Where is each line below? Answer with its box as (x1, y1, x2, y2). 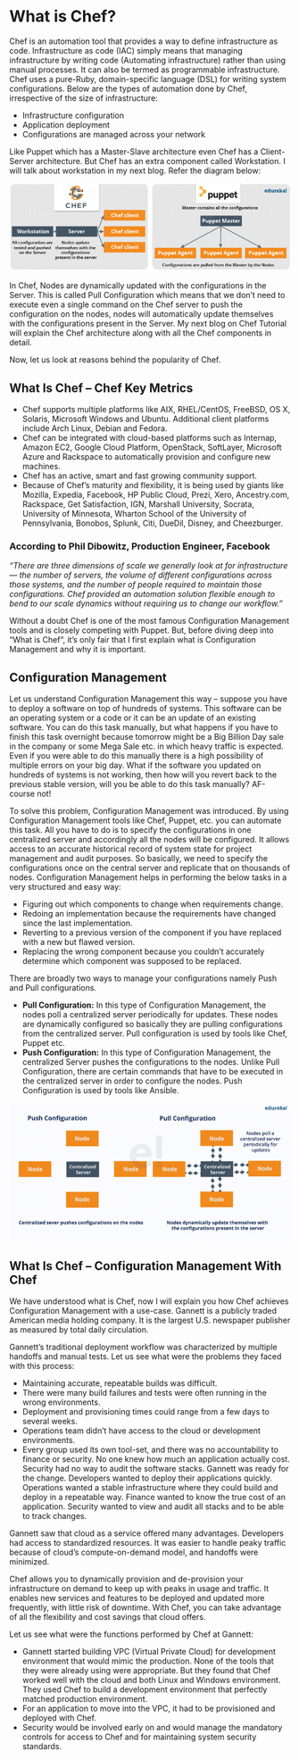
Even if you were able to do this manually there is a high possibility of (9, 751, 264, 761)
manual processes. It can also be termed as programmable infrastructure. (9, 64, 280, 75)
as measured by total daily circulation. (9, 1324, 149, 1335)
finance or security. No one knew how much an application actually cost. (21, 1454, 290, 1464)
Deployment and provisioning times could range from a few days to (21, 1406, 270, 1417)
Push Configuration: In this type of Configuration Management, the (21, 1047, 271, 1058)
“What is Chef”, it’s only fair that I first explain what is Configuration (9, 635, 256, 645)
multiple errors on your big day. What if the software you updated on (9, 760, 262, 771)
